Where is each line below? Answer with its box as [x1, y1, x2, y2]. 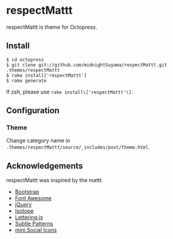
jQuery [14, 201, 32, 208]
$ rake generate [6, 77, 47, 84]
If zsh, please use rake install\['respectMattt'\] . [6, 88, 133, 95]
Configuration [6, 105, 60, 116]
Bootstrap [14, 188, 40, 195]
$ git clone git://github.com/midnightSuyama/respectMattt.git [6, 62, 168, 68]
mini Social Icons [14, 226, 57, 234]
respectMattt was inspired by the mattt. [6, 177, 104, 184]
